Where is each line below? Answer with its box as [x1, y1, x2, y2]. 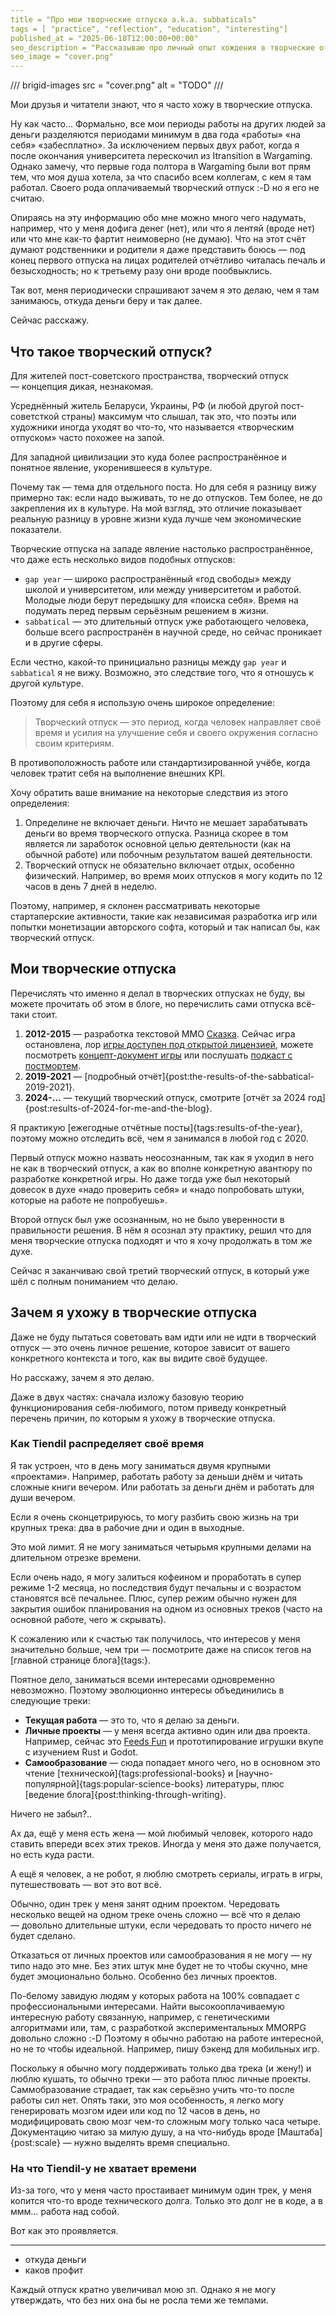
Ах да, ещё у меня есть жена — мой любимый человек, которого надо [10, 1827, 313, 1839]
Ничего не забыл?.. [10, 1807, 93, 1820]
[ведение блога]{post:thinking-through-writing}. [24, 1788, 227, 1800]
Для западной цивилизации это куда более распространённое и [10, 451, 287, 463]
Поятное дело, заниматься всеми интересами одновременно [10, 1673, 276, 1685]
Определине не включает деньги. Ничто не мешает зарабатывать [24, 816, 308, 828]
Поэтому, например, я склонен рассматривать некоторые [10, 899, 261, 911]
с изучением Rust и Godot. [24, 1746, 139, 1758]
